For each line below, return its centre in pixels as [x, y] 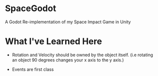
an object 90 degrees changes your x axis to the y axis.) [68, 60]
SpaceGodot [31, 8]
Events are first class [33, 69]
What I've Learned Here [54, 41]
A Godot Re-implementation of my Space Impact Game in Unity [68, 22]
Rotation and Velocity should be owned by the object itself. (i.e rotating [82, 55]
